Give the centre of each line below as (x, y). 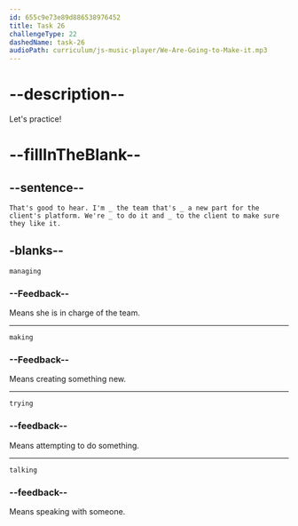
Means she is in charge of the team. (74, 313)
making (21, 338)
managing (25, 271)
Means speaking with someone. (67, 512)
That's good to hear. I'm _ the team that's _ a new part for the (134, 208)
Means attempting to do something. (74, 445)
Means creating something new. (68, 379)
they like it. (35, 224)
